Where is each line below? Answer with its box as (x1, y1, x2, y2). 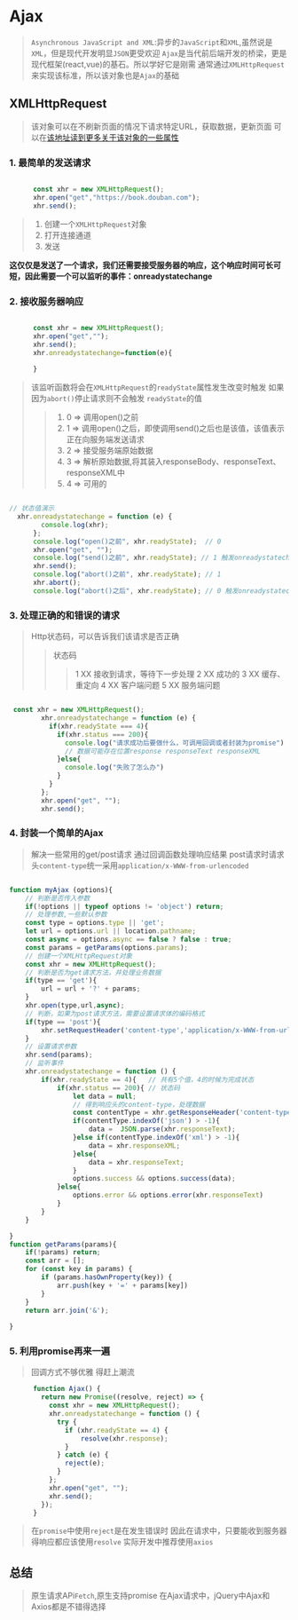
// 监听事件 (25, 1059, 64, 1068)
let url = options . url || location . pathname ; (25, 927, 197, 936)
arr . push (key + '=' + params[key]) (56, 1281, 189, 1290)
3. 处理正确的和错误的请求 (9, 609, 121, 621)
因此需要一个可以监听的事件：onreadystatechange (24, 271, 213, 281)
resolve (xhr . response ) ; (80, 1434, 169, 1443)
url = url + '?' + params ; (41, 984, 141, 993)
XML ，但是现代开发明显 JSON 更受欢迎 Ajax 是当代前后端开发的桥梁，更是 (30, 47, 287, 59)
